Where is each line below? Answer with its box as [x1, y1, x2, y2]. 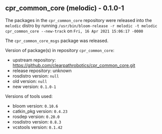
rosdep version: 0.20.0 [12, 113, 60, 119]
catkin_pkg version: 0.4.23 [12, 108, 68, 114]
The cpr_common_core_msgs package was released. [5, 37, 109, 43]
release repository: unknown [12, 67, 72, 73]
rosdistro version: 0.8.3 [12, 118, 62, 124]
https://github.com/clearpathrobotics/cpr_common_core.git [12, 62, 135, 68]
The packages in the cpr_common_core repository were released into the [5, 17, 152, 23]
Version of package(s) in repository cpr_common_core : [5, 47, 114, 53]
